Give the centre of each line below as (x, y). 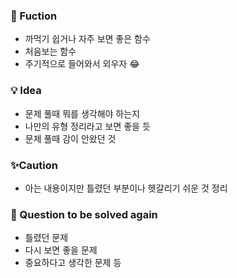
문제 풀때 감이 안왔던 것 (70, 138)
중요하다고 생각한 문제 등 (73, 263)
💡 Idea (26, 91)
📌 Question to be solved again (84, 214)
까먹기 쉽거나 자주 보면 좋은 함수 (87, 39)
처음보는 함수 (50, 51)
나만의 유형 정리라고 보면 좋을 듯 (87, 126)
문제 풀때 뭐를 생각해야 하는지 (82, 113)
